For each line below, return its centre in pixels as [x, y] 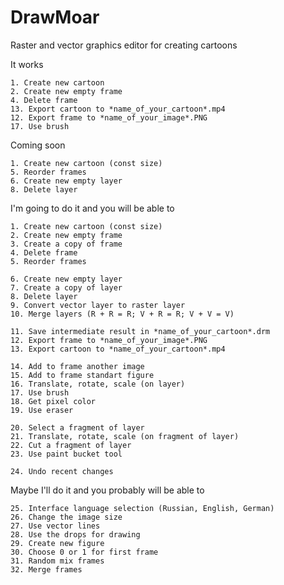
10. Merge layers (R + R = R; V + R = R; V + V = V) [122, 314]
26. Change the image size [66, 517]
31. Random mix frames [57, 561]
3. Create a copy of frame [66, 244]
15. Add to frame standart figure [82, 375]
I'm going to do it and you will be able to [92, 208]
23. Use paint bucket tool [66, 454]
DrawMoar [55, 17]
